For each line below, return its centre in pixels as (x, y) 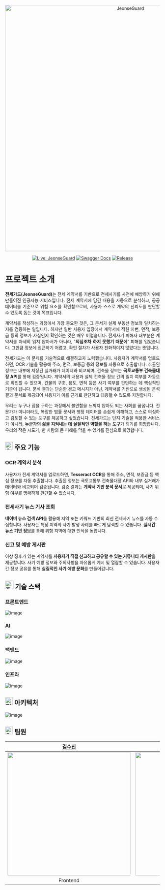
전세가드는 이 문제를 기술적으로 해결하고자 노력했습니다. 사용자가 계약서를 (76, 358)
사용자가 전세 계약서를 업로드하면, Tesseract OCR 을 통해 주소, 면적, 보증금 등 (79, 474)
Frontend (69, 881)
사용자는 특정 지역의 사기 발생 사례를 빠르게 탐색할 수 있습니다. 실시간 (89, 524)
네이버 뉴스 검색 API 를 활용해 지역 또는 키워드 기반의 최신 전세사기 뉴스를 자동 (79, 518)
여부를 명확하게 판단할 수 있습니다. (43, 493)
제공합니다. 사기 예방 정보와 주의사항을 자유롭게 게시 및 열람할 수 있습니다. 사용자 (82, 563)
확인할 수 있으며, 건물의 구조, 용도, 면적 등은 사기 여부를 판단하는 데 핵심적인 (85, 382)
